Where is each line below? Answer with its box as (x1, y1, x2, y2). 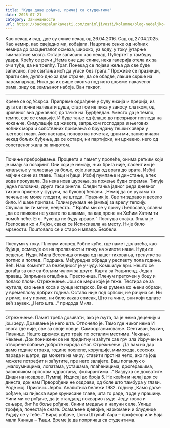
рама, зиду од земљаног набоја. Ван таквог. (5, 84, 101, 90)
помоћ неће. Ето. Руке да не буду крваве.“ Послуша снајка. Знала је (5, 216, 153, 222)
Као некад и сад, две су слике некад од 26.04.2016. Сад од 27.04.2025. (5, 35, 159, 42)
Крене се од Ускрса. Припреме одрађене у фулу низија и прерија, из (5, 98, 155, 104)
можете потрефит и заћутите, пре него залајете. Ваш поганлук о (5, 358, 145, 364)
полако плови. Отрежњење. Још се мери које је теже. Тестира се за (5, 278, 154, 284)
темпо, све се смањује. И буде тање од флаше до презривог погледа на (5, 115, 162, 121)
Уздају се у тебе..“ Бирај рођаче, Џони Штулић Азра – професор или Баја (5, 412, 163, 418)
